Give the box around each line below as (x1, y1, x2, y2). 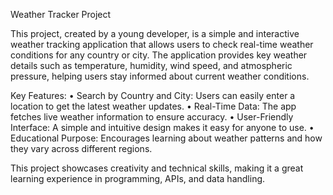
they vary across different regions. (10, 143, 153, 154)
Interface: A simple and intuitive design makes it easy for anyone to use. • (10, 122, 315, 133)
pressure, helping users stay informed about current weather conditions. (10, 70, 310, 82)
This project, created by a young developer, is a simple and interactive (10, 28, 300, 39)
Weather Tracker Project (10, 9, 112, 20)
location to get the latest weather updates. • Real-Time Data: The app (10, 100, 297, 112)
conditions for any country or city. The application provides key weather (10, 49, 308, 61)
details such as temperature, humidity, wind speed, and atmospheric (10, 60, 293, 71)
